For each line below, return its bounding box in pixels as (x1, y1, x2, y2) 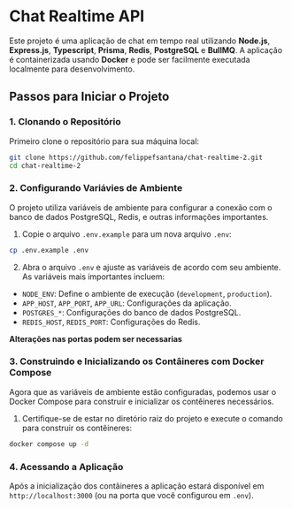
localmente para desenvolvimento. (9, 64, 135, 74)
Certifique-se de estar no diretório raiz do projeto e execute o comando (21, 413, 283, 423)
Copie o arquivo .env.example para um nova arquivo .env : (21, 228, 232, 239)
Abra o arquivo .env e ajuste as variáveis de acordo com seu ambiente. (21, 262, 281, 272)
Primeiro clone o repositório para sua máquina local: (9, 135, 200, 147)
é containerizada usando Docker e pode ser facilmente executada (9, 54, 250, 65)
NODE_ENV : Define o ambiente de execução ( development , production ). (21, 288, 273, 299)
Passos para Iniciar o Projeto (9, 89, 170, 104)
